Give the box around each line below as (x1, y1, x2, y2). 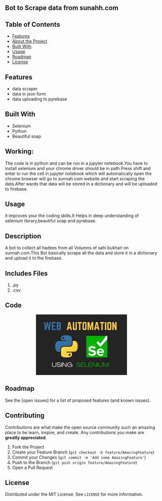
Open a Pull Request (12, 465, 53, 470)
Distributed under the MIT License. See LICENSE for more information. (5, 491, 143, 497)
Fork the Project (12, 444, 45, 450)
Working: (5, 147, 34, 156)
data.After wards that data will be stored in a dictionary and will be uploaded (5, 181, 158, 187)
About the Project (12, 38, 48, 44)
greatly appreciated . (5, 435, 47, 440)
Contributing (5, 411, 45, 420)
